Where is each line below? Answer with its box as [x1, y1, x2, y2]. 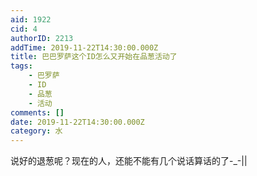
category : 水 [10, 126, 63, 136]
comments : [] [10, 107, 65, 118]
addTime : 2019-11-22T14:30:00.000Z [10, 42, 159, 53]
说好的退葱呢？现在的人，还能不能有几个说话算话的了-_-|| [10, 155, 248, 167]
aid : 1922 [10, 14, 52, 25]
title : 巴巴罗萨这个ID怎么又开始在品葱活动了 [10, 52, 178, 62]
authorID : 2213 [10, 33, 74, 43]
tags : [10, 61, 33, 71]
